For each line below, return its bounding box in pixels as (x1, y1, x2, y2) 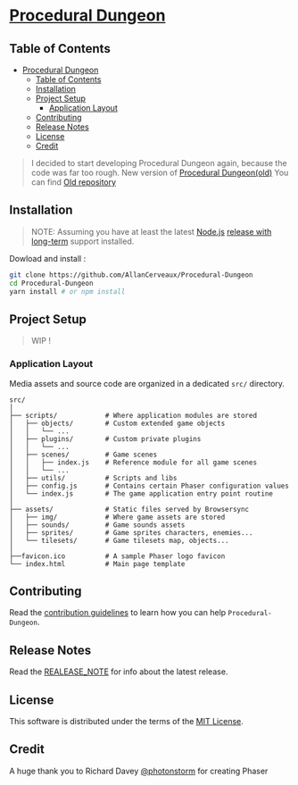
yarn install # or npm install (9, 287, 126, 296)
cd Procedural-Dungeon (9, 279, 94, 288)
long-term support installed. (30, 236, 135, 246)
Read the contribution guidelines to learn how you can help (9, 607, 227, 618)
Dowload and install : (9, 253, 87, 263)
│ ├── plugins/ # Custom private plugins (9, 434, 202, 443)
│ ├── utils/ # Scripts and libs (9, 473, 178, 482)
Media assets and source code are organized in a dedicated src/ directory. (9, 378, 286, 388)
